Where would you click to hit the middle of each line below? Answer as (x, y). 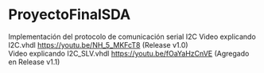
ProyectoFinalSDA (70, 15)
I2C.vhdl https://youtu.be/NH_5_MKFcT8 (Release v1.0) (98, 44)
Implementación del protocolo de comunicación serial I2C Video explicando (132, 36)
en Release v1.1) (34, 62)
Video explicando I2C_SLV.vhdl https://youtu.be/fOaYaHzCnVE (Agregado (129, 53)
